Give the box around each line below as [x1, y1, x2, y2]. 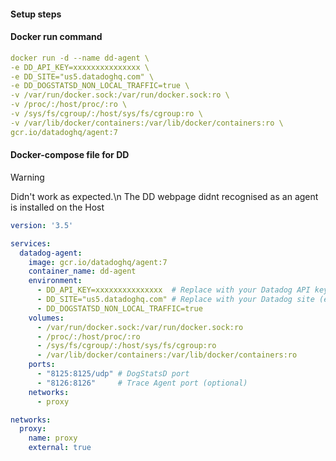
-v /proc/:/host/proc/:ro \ [10, 100, 128, 110]
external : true [28, 443, 92, 453]
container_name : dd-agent [28, 266, 137, 277]
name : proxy [28, 433, 78, 444]
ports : [28, 360, 56, 370]
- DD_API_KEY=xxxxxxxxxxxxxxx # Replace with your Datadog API [36, 285, 311, 295]
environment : [28, 276, 83, 286]
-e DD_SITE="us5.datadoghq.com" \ [10, 71, 155, 82]
